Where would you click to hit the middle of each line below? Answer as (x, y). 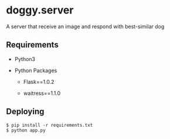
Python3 (25, 59)
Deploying (25, 112)
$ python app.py (26, 130)
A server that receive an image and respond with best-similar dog (85, 26)
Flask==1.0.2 (39, 82)
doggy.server (40, 10)
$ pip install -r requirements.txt (50, 125)
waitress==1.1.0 (42, 93)
